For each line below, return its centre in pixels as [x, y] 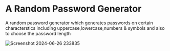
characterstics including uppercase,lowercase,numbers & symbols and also [85, 28]
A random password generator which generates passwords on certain [79, 23]
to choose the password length [38, 33]
